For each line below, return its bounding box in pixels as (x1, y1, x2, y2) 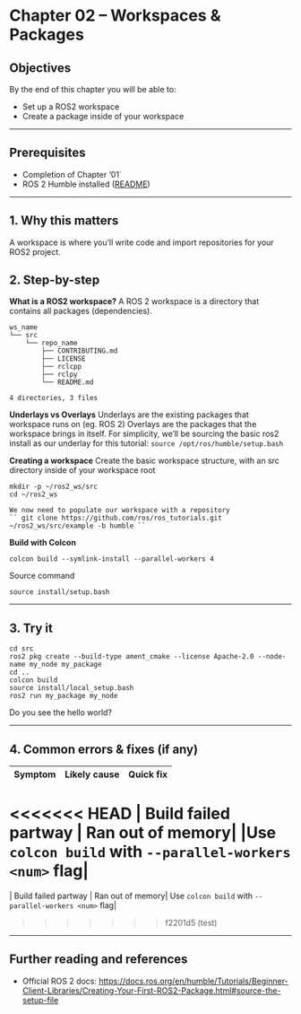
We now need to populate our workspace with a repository (9, 506, 230, 515)
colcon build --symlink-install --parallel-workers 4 (9, 555, 215, 564)
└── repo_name (25, 338, 78, 348)
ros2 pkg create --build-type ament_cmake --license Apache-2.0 (9, 652, 254, 661)
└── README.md (41, 378, 94, 387)
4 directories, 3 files (9, 394, 99, 403)
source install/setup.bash (9, 588, 110, 597)
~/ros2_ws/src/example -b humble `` (9, 521, 146, 530)
